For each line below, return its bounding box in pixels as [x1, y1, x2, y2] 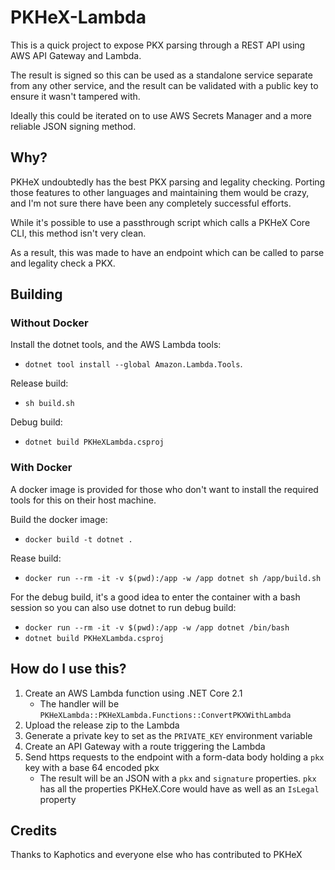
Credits [10, 822, 58, 839]
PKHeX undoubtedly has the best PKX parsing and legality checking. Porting [10, 176, 326, 188]
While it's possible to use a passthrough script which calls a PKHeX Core [10, 216, 311, 228]
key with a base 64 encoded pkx [24, 761, 160, 773]
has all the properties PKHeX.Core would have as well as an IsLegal [39, 782, 320, 795]
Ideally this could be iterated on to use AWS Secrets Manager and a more [10, 109, 312, 121]
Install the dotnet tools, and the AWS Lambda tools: [10, 339, 222, 351]
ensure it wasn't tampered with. [10, 90, 141, 102]
